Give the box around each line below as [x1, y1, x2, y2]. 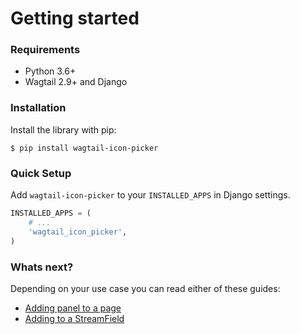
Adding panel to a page [24, 302, 122, 314]
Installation [10, 101, 67, 115]
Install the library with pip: [10, 123, 117, 136]
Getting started [10, 7, 140, 30]
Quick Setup [10, 166, 72, 180]
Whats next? [10, 260, 74, 274]
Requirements [10, 43, 81, 57]
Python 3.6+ [24, 65, 77, 77]
